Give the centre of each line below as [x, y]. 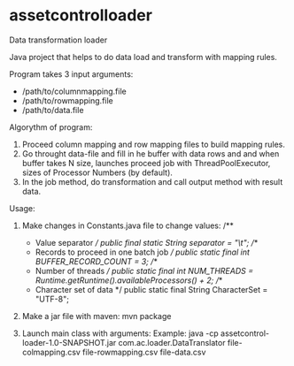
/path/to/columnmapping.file [74, 91]
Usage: [22, 208]
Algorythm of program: [51, 127]
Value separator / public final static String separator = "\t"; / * [147, 242]
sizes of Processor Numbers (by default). [97, 172]
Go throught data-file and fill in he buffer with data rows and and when [151, 153]
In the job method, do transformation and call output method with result [152, 181]
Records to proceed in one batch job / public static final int [143, 252]
